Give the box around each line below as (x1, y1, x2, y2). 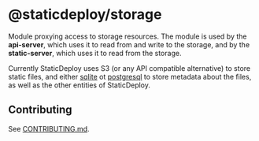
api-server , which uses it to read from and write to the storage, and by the (8, 39, 250, 49)
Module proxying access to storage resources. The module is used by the (8, 32, 247, 41)
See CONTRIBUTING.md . (8, 124, 90, 133)
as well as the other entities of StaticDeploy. (8, 80, 151, 90)
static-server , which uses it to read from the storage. (8, 48, 182, 58)
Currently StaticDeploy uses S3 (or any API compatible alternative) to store (8, 63, 250, 72)
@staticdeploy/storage (8, 6, 162, 24)
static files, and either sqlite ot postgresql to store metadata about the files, (8, 72, 252, 81)
